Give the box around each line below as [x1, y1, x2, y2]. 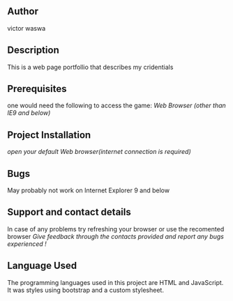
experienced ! [7, 240, 47, 248]
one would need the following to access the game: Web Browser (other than [7, 101, 227, 110]
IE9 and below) [7, 109, 51, 117]
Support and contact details [7, 206, 131, 218]
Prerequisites [7, 83, 67, 95]
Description [7, 45, 59, 56]
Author [7, 6, 38, 17]
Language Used [7, 260, 77, 272]
